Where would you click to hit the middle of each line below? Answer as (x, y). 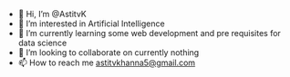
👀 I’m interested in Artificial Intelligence (92, 24)
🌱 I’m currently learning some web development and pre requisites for (149, 33)
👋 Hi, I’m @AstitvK (52, 14)
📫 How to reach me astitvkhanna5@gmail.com (107, 63)
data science (42, 43)
